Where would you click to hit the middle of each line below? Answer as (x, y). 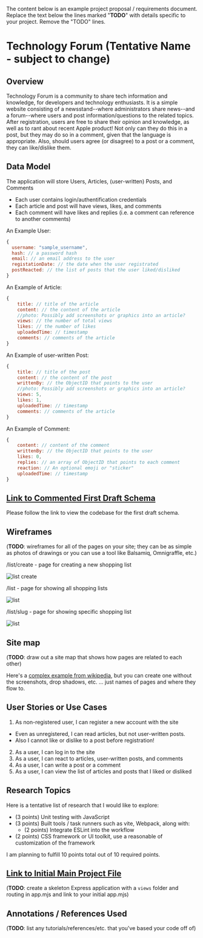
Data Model (28, 167)
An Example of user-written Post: (48, 355)
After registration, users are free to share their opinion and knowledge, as (98, 122)
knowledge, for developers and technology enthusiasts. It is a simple (92, 102)
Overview (25, 81)
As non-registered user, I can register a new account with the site (97, 722)
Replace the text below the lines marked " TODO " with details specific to (96, 15)
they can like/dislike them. (39, 148)
